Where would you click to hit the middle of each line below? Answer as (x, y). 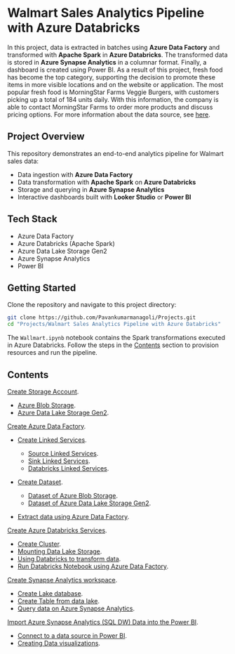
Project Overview (46, 137)
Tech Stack (32, 219)
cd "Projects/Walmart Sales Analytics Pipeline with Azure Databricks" (114, 325)
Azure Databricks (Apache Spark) (66, 243)
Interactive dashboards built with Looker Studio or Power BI (104, 197)
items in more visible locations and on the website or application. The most (115, 84)
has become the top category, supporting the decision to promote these (112, 77)
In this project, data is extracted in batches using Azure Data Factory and (114, 47)
